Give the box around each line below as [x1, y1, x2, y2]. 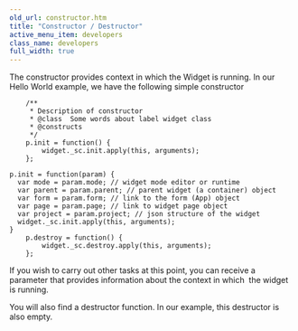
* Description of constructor [29, 107, 144, 116]
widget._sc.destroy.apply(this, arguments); [42, 241, 212, 251]
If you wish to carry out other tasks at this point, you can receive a [9, 265, 256, 276]
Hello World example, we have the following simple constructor [9, 81, 245, 92]
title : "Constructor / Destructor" [9, 22, 144, 31]
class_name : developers [9, 38, 99, 48]
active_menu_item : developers [9, 30, 124, 39]
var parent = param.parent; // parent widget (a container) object [17, 186, 277, 195]
